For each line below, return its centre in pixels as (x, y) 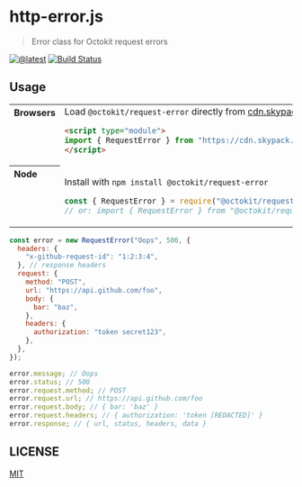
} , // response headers (62, 266)
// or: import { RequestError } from (145, 210)
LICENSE (35, 452)
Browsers (35, 113)
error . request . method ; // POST (68, 390)
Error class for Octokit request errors (99, 41)
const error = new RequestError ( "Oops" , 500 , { (100, 240)
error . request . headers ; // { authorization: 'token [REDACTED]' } (136, 416)
